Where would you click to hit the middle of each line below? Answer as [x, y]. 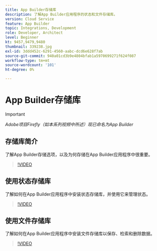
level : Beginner [22, 38]
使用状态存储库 [28, 181]
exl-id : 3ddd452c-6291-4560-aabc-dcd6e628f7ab [54, 51]
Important [15, 114]
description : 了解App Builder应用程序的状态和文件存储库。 [61, 14]
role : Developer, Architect [34, 33]
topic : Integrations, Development [41, 28]
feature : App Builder [27, 24]
